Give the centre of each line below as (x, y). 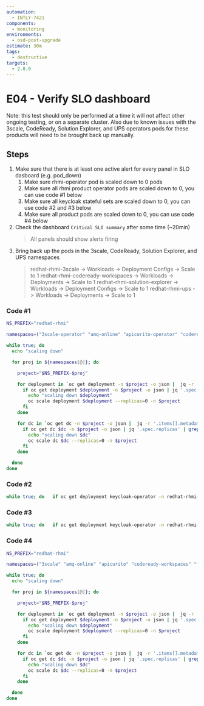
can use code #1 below (53, 195)
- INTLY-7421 (28, 18)
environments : (24, 35)
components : (21, 23)
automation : (21, 12)
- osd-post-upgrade (36, 40)
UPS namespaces (37, 257)
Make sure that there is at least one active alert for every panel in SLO (102, 169)
